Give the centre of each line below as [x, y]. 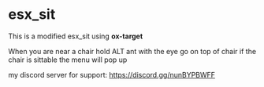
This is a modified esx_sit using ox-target [76, 36]
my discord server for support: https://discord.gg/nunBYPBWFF [112, 74]
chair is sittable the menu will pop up [68, 60]
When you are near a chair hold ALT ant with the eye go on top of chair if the [132, 51]
